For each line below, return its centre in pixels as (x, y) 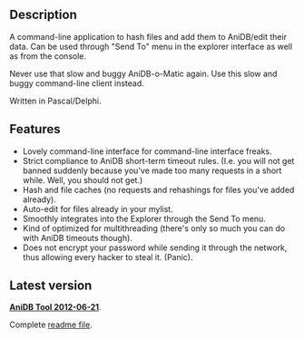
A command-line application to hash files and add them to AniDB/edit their (148, 36)
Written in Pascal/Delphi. (55, 101)
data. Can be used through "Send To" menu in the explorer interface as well (151, 46)
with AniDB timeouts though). (78, 237)
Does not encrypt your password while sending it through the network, (155, 247)
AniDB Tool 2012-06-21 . (55, 307)
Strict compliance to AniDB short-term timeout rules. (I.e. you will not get (158, 160)
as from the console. (48, 56)
